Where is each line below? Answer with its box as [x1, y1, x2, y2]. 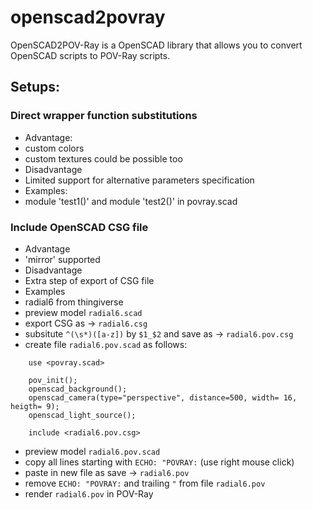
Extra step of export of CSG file [24, 274, 155, 286]
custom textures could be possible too [24, 152, 183, 165]
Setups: [10, 79, 61, 96]
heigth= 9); [10, 401, 60, 411]
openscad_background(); [28, 384, 128, 394]
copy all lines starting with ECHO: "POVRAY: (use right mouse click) [24, 456, 295, 468]
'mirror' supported [24, 253, 101, 265]
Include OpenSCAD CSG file [10, 220, 149, 234]
